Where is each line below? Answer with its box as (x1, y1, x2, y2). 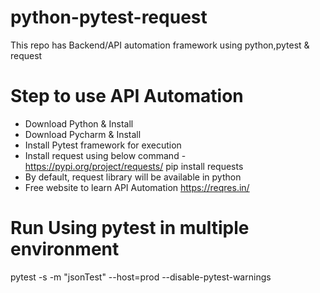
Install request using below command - (24, 149, 187, 161)
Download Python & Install (24, 117, 134, 130)
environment (10, 238, 120, 261)
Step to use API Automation (10, 85, 244, 108)
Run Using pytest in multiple (10, 217, 250, 240)
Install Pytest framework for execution (24, 139, 182, 151)
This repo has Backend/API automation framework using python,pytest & (10, 39, 310, 51)
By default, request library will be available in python (24, 171, 242, 183)
